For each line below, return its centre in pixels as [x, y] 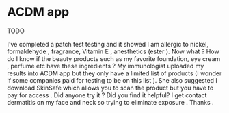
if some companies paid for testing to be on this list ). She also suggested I [112, 80]
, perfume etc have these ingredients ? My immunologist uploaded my [106, 66]
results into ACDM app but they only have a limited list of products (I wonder [114, 73]
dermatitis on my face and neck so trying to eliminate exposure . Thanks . [110, 102]
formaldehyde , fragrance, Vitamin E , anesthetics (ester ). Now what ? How [113, 51]
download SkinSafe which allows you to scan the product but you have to [110, 88]
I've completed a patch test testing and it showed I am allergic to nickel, [108, 44]
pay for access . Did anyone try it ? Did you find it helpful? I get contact [107, 95]
